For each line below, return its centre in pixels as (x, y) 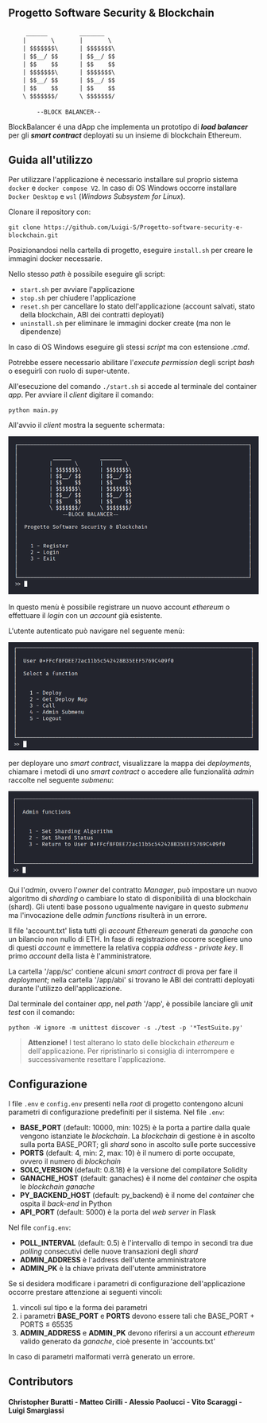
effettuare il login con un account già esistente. (85, 615)
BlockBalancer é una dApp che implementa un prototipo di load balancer (128, 126)
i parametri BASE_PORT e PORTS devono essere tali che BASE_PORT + (137, 1316)
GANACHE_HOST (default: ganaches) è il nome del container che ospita (138, 1178)
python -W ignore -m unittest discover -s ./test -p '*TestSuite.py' (126, 1028)
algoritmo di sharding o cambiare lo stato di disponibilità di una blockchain (130, 898)
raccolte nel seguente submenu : (61, 780)
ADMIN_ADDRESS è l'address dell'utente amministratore (113, 1259)
